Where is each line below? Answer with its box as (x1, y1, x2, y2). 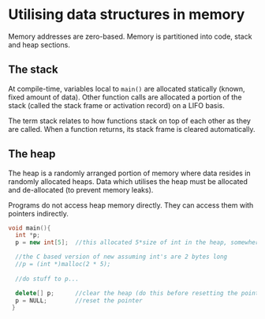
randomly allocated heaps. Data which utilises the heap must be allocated (8, 176, 248, 186)
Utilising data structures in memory (8, 6, 245, 24)
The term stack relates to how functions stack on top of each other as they (8, 116, 251, 126)
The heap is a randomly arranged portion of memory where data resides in (8, 168, 251, 178)
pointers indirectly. (8, 208, 69, 218)
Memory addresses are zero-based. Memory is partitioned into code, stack (8, 32, 252, 41)
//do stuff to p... (15, 275, 80, 283)
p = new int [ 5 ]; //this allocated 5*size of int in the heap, (15, 238, 227, 246)
